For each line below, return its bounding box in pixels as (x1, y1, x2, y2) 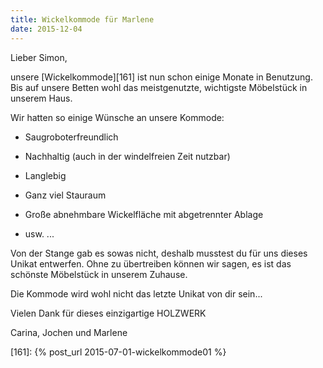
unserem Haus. (10, 92, 73, 104)
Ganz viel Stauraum (24, 189, 107, 201)
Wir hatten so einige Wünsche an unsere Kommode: (10, 111, 225, 123)
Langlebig (24, 169, 67, 181)
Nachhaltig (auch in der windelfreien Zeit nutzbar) (24, 150, 231, 162)
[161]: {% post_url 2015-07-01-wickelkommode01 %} (10, 346, 227, 358)
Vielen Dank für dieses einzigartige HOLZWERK (10, 307, 207, 319)
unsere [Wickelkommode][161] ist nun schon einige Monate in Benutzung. (10, 71, 313, 83)
